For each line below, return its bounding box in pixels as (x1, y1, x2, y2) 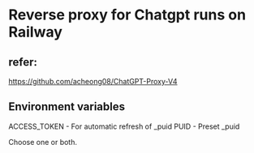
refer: (8, 55, 38, 69)
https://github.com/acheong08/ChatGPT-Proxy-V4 (8, 77, 178, 86)
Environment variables (8, 100, 126, 114)
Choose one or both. (8, 137, 78, 147)
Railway (8, 23, 63, 41)
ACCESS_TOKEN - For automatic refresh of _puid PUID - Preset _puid (8, 121, 240, 131)
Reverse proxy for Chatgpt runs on (8, 6, 246, 24)
